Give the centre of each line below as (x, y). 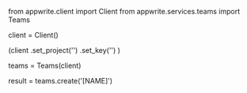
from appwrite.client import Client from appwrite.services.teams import (124, 11)
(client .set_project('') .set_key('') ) (65, 50)
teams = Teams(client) (45, 65)
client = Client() (34, 35)
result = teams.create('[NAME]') (61, 81)
